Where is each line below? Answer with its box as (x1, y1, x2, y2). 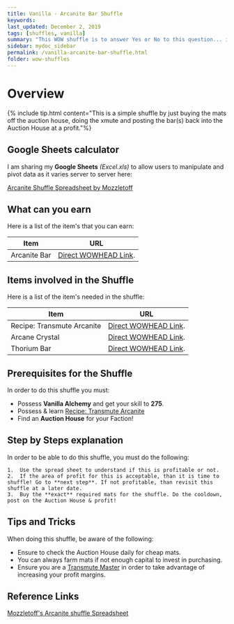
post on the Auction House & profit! (7, 497, 117, 504)
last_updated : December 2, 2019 (7, 23, 101, 30)
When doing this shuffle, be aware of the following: (7, 535, 154, 543)
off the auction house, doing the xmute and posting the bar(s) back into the (7, 116, 223, 124)
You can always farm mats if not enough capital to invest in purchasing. (17, 556, 223, 564)
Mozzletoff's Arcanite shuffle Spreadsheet (7, 609, 129, 618)
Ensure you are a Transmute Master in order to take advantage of (17, 563, 205, 571)
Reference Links (7, 590, 79, 602)
